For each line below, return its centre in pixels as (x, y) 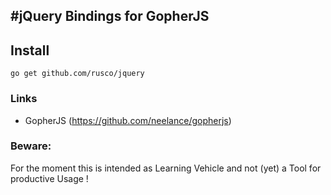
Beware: (31, 146)
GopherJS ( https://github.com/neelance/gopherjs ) (128, 120)
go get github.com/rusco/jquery (77, 74)
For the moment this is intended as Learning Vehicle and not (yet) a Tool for (166, 168)
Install (30, 50)
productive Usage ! (49, 178)
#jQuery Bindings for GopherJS (110, 16)
